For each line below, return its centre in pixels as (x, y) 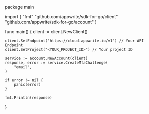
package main (20, 7)
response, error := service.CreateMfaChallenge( (57, 63)
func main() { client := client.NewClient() (47, 32)
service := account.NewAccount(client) (47, 58)
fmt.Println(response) (29, 98)
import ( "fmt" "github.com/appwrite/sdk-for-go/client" (62, 17)
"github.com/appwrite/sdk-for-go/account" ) (51, 22)
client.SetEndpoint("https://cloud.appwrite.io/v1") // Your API (74, 41)
